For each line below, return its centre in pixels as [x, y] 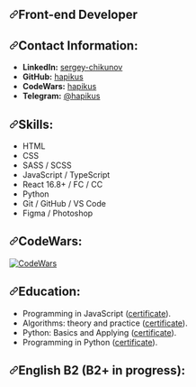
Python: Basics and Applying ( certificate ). [99, 332]
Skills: [36, 124]
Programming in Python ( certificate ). [90, 342]
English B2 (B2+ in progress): [102, 370]
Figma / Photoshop [58, 213]
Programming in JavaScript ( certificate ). [97, 313]
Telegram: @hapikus [61, 96]
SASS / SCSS [47, 165]
